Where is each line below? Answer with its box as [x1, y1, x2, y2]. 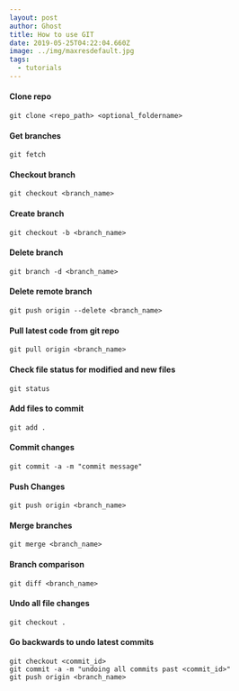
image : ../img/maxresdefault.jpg [9, 47, 135, 56]
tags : [9, 55, 30, 64]
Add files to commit [9, 403, 84, 414]
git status [9, 384, 50, 393]
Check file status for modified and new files [9, 364, 176, 375]
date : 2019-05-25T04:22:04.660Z [9, 38, 130, 48]
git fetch [9, 150, 47, 159]
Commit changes [9, 442, 75, 453]
